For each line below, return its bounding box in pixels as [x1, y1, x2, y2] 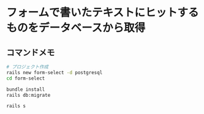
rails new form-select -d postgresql [6, 69, 103, 75]
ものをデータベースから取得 [6, 21, 146, 35]
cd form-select [6, 75, 45, 82]
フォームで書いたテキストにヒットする [6, 6, 199, 20]
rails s [6, 103, 26, 109]
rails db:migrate [6, 92, 51, 98]
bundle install [6, 86, 45, 93]
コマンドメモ [6, 47, 55, 58]
